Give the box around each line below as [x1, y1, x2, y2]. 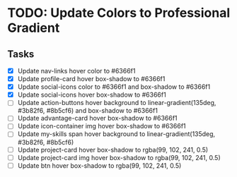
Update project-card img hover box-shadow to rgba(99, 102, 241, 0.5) [17, 153, 221, 161]
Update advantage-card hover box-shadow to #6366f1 [17, 114, 178, 123]
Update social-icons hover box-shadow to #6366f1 [17, 90, 166, 99]
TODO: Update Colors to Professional [7, 5, 231, 21]
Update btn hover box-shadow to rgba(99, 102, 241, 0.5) [17, 161, 182, 170]
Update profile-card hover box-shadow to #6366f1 [17, 75, 166, 83]
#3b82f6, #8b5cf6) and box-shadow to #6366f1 [17, 106, 158, 115]
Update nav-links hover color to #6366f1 [17, 67, 136, 75]
